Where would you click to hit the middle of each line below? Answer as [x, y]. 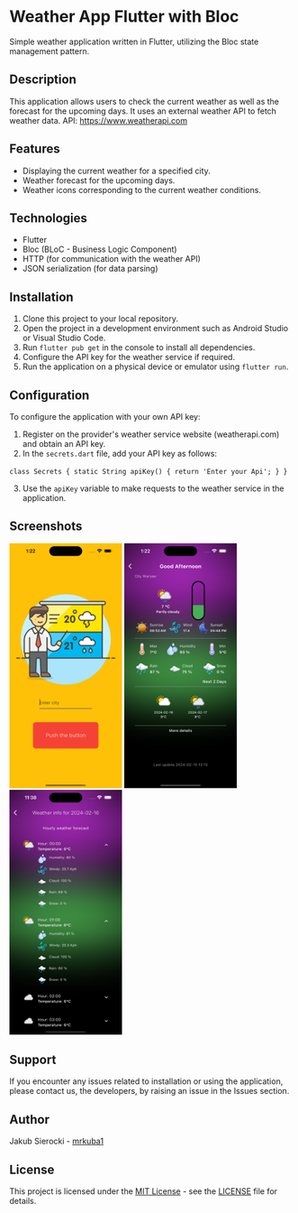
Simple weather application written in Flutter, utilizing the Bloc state [134, 42]
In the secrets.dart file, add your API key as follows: [120, 454]
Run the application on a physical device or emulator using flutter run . [155, 366]
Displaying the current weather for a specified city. [117, 171]
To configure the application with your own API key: [105, 417]
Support [33, 1059]
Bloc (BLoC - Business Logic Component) [99, 249]
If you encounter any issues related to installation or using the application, [146, 1081]
